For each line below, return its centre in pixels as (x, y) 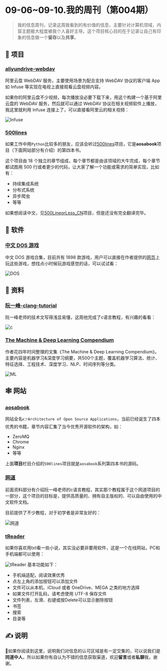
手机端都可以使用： (25, 554)
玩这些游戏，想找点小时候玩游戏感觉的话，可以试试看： (62, 263)
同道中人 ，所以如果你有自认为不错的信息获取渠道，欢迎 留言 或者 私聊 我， (79, 657)
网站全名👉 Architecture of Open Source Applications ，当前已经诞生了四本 (83, 419)
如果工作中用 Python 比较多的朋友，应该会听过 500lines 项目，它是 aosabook (81, 144)
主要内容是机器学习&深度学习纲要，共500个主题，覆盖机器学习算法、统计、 (83, 358)
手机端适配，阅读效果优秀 (39, 575)
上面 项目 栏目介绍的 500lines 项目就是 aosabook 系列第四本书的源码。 (73, 464)
